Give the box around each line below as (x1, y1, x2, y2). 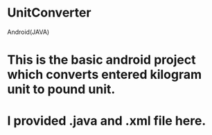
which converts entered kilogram (7, 67, 202, 82)
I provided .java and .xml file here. (7, 113, 206, 129)
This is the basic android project (7, 52, 196, 68)
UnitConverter (7, 5, 91, 21)
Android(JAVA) (7, 28, 50, 36)
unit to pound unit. (7, 82, 116, 98)
